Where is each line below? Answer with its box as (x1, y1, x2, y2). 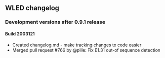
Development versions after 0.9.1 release (5, 19, 105, 26)
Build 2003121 (5, 30, 35, 36)
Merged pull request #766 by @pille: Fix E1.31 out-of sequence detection (12, 47, 161, 53)
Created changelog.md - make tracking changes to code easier (12, 42, 142, 48)
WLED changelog (5, 4, 59, 12)
